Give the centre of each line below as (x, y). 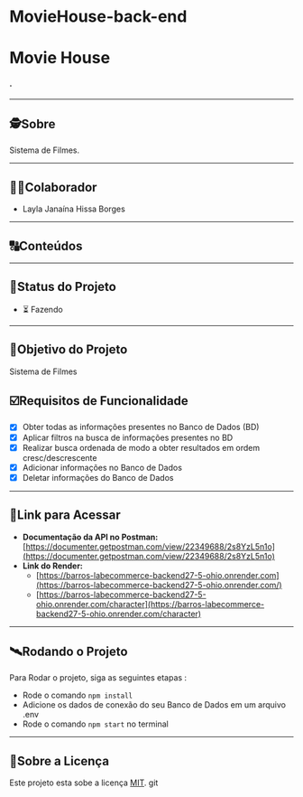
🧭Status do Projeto (63, 287)
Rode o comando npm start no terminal (95, 724)
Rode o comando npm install (78, 695)
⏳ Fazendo (42, 309)
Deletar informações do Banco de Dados (98, 477)
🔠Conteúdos (46, 246)
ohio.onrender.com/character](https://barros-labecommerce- (150, 604)
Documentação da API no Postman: (90, 537)
